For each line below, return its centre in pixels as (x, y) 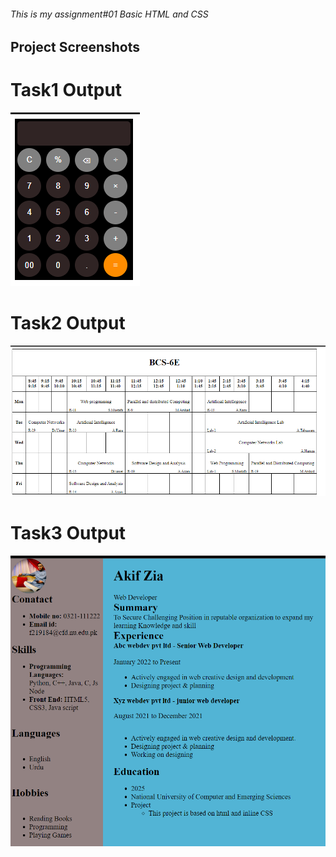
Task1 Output (66, 90)
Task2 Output (68, 323)
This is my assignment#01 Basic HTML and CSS (109, 14)
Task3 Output (68, 532)
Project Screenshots (75, 47)
